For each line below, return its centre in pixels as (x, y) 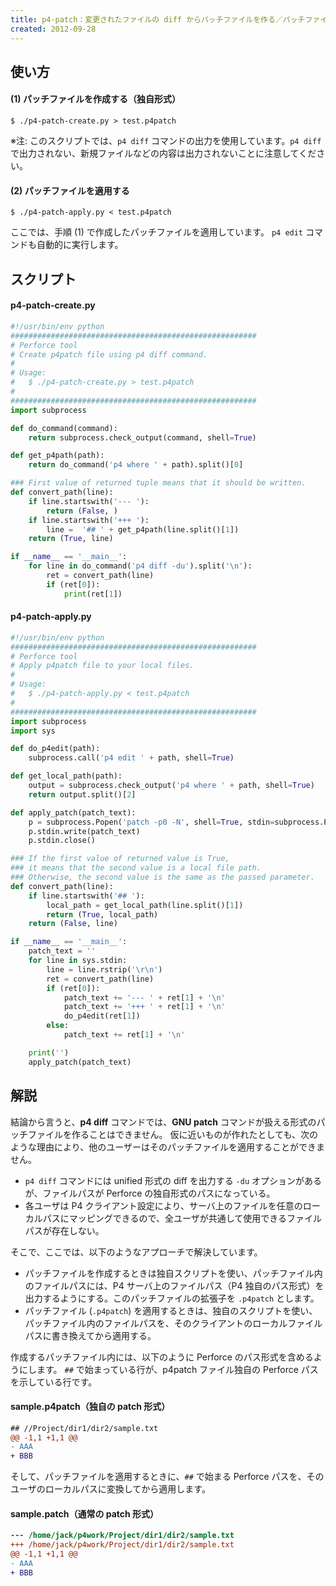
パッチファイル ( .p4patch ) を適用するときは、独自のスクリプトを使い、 (171, 1310)
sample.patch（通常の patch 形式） (85, 1513)
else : (58, 1026)
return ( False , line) (73, 924)
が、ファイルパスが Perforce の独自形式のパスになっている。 (150, 1193)
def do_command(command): (64, 428)
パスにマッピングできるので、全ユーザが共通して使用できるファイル (182, 1218)
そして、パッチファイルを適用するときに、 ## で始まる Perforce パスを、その (167, 1477)
